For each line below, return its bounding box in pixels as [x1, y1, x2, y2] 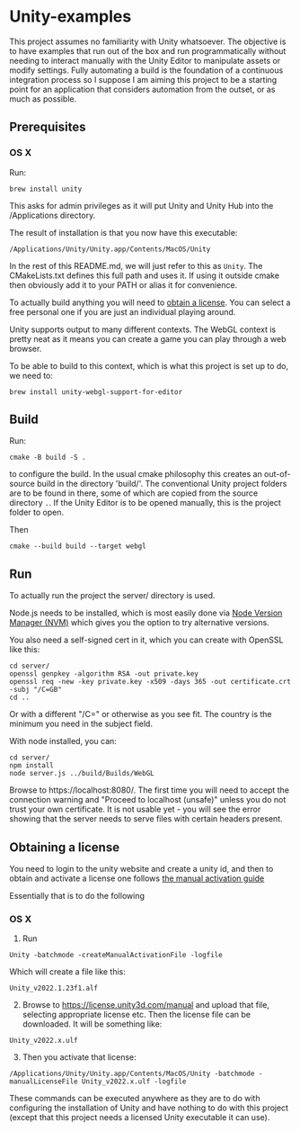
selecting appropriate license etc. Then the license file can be [22, 1010, 251, 1020]
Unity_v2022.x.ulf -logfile [81, 1077, 187, 1086]
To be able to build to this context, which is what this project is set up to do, [9, 360, 289, 371]
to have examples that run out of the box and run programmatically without [9, 45, 287, 56]
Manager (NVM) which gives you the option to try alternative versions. [9, 617, 269, 628]
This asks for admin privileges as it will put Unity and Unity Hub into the [9, 200, 274, 211]
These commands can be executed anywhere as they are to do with [9, 1093, 260, 1104]
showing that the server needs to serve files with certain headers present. [9, 813, 283, 824]
